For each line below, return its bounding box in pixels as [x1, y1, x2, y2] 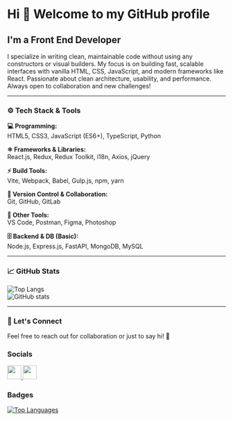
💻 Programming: [7, 122, 58, 131]
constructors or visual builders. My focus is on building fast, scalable [7, 60, 204, 68]
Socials [7, 349, 33, 358]
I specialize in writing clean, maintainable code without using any [7, 52, 193, 60]
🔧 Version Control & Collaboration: [7, 190, 108, 199]
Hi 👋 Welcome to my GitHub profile [7, 6, 210, 22]
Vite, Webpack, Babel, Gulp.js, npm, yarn [7, 176, 124, 185]
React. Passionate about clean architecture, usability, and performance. [7, 74, 212, 83]
